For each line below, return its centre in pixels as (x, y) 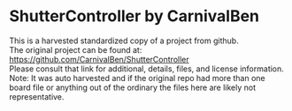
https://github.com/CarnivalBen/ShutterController (99, 59)
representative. (37, 96)
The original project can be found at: (76, 49)
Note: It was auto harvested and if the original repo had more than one (137, 78)
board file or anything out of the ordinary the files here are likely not (133, 87)
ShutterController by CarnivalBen (134, 16)
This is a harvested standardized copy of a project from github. (124, 41)
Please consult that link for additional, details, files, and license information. (147, 69)
